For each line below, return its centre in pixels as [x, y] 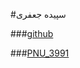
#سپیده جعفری [38, 14]
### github [32, 33]
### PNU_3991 [40, 53]
